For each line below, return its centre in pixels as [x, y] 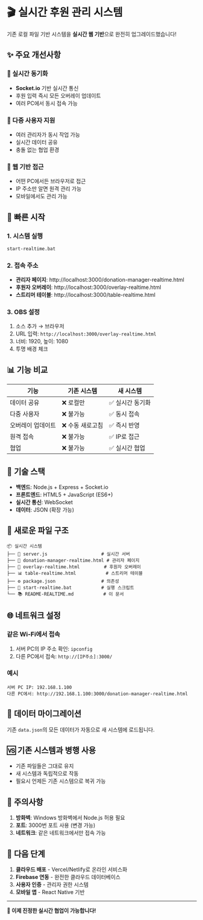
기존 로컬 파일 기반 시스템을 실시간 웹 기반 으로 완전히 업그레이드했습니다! [92, 34]
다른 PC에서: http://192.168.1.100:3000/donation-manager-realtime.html [98, 694]
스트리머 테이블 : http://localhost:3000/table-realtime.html [86, 295]
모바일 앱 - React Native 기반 [50, 892]
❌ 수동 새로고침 [83, 426]
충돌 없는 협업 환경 [37, 149]
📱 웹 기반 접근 [25, 167]
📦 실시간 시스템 [25, 546]
